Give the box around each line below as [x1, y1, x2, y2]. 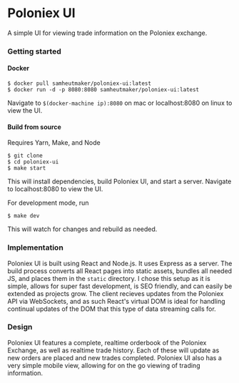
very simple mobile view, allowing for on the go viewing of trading [7, 361, 200, 369]
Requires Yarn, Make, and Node [7, 138, 101, 147]
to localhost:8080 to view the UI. [7, 185, 103, 193]
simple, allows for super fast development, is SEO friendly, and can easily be [7, 282, 233, 290]
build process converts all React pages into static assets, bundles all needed [7, 266, 233, 275]
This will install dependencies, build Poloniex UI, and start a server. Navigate [7, 177, 232, 186]
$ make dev [7, 213, 40, 220]
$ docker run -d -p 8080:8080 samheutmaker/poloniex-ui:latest [7, 86, 200, 93]
